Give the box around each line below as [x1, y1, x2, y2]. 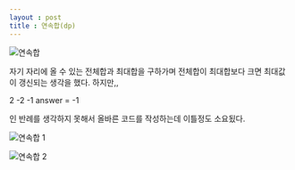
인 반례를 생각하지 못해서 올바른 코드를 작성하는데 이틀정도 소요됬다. [9, 113, 246, 124]
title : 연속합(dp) [9, 21, 76, 30]
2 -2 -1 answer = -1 [9, 94, 80, 105]
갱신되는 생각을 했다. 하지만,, [18, 77, 119, 87]
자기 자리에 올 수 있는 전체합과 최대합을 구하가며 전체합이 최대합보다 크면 [9, 66, 262, 77]
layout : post [9, 12, 63, 22]
